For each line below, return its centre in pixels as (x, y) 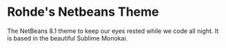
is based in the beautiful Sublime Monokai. (68, 38)
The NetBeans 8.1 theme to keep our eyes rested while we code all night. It (113, 31)
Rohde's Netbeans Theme (83, 12)
